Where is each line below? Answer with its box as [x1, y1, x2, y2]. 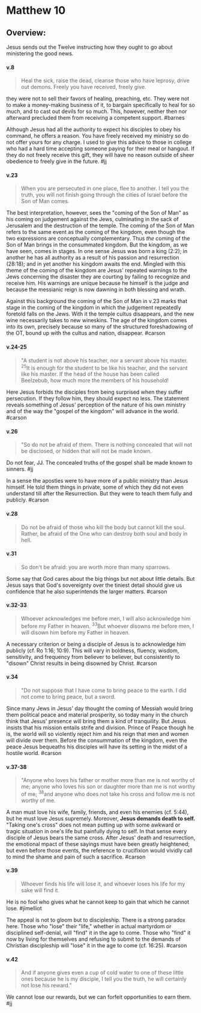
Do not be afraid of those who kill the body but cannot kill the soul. [20, 524, 186, 531]
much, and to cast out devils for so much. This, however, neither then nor [6, 108, 187, 115]
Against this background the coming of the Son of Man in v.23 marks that [6, 298, 188, 305]
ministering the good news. [6, 50, 74, 57]
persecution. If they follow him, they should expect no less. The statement [6, 395, 189, 402]
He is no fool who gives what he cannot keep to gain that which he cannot [6, 898, 190, 905]
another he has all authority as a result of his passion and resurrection [6, 254, 179, 262]
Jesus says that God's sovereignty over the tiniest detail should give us [6, 581, 182, 589]
